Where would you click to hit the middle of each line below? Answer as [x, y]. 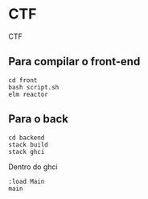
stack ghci [27, 151]
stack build [28, 145]
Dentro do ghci [33, 167]
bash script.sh [34, 87]
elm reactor [28, 94]
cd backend [27, 138]
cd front [23, 80]
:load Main [27, 181]
